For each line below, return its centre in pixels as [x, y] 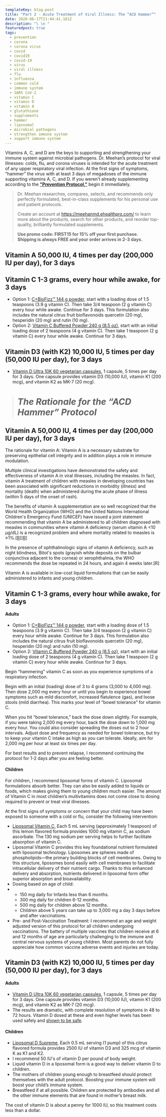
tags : [11, 33]
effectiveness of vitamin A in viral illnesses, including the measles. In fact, [80, 476]
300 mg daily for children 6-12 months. [59, 900]
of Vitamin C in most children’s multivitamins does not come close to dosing [83, 796]
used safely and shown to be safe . [47, 1020]
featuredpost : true [25, 28]
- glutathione [24, 111]
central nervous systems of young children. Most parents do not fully [83, 942]
